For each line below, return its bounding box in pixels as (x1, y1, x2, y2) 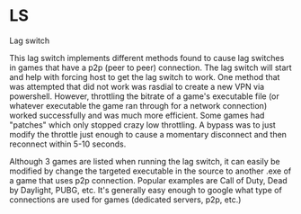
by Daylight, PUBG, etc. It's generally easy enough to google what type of (9, 184, 283, 195)
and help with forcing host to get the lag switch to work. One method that (9, 71, 280, 82)
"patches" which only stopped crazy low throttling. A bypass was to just (9, 119, 276, 130)
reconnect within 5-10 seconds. (9, 138, 127, 149)
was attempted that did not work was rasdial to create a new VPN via (9, 81, 265, 92)
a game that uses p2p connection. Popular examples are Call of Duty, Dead (9, 174, 288, 185)
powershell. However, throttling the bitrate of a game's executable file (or (9, 91, 280, 102)
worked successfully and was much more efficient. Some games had (9, 110, 265, 120)
